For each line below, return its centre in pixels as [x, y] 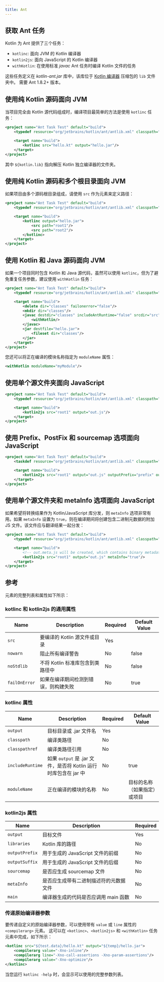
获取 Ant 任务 [25, 31]
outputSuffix [23, 862]
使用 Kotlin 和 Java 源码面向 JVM [55, 260]
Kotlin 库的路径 [59, 844]
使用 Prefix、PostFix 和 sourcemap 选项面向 [72, 438]
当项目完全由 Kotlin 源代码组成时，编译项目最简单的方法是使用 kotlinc [76, 112]
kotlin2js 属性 [21, 813]
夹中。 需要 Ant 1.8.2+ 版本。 [34, 82]
